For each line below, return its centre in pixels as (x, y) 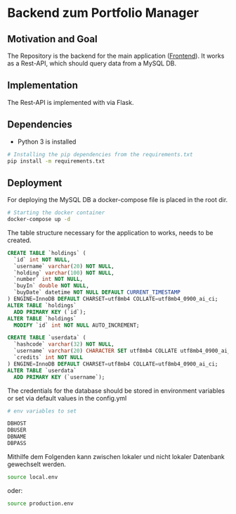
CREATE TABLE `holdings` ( (47, 253)
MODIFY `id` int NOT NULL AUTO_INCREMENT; (77, 325)
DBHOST (17, 424)
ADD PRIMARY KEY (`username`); (59, 377)
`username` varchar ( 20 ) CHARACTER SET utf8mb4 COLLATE (96, 351)
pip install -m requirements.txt (56, 161)
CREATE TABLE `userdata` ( (47, 338)
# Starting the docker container (56, 213)
